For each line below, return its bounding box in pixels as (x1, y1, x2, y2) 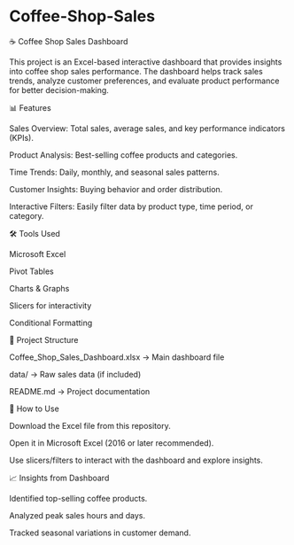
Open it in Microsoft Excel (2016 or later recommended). (9, 437, 214, 448)
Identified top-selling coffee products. (9, 493, 148, 503)
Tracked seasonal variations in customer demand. (9, 527, 191, 538)
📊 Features (9, 102, 51, 113)
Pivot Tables (9, 266, 55, 276)
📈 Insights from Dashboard (9, 472, 110, 483)
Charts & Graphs (9, 283, 70, 293)
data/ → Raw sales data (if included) (9, 369, 142, 379)
